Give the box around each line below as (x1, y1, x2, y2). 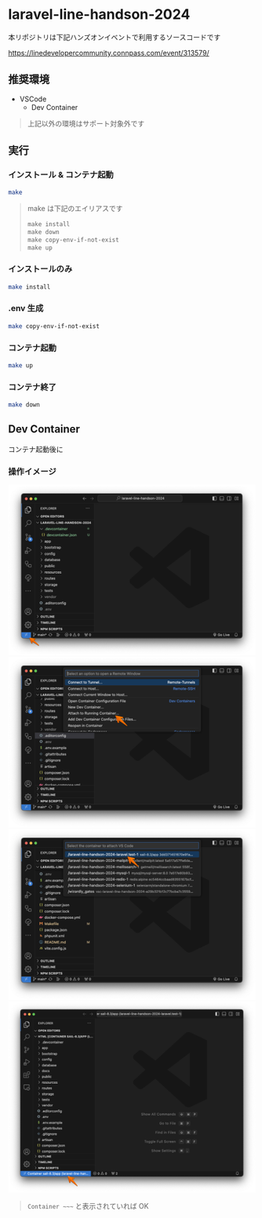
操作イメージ (8, 465, 56, 476)
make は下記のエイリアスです (27, 204, 123, 213)
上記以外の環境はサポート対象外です (27, 119, 145, 128)
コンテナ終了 (8, 381, 57, 392)
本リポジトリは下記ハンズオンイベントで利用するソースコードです (8, 32, 221, 42)
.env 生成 (8, 303, 44, 314)
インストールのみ (8, 264, 73, 275)
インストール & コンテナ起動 (8, 170, 114, 181)
